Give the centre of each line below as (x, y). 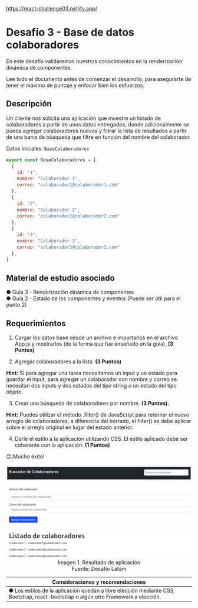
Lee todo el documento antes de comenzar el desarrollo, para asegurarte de (99, 79)
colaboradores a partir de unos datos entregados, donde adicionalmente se (98, 124)
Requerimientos (36, 323)
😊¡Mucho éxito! (25, 457)
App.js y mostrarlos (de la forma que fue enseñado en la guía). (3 (94, 344)
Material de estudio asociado (60, 278)
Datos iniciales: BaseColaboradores (48, 148)
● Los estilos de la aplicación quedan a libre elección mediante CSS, (92, 591)
